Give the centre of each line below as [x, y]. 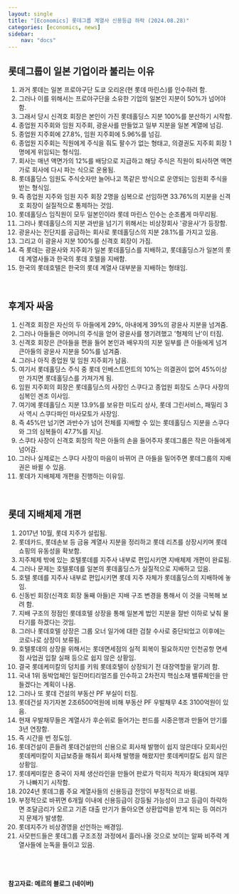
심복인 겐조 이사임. [44, 395]
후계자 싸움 [31, 306]
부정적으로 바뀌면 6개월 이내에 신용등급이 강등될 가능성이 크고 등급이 [113, 800]
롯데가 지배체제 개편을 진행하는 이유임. [71, 476]
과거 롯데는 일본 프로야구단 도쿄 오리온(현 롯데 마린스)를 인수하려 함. [112, 89]
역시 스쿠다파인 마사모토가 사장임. [73, 413]
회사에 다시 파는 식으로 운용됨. [74, 170]
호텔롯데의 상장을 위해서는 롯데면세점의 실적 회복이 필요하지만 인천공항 [116, 648]
